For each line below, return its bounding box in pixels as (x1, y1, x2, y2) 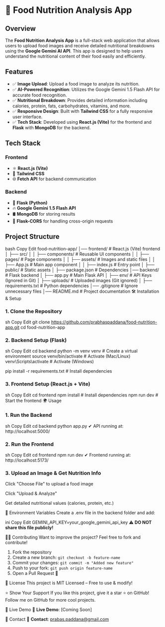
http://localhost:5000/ (5, 428, 50, 434)
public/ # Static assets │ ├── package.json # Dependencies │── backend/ (5, 267, 160, 273)
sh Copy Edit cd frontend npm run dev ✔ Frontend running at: (5, 452, 131, 458)
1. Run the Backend (5, 412, 52, 419)
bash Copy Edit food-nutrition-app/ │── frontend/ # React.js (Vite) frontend (5, 245, 161, 251)
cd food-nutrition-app (20, 324, 66, 330)
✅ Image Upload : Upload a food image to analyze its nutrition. (12, 80, 140, 86)
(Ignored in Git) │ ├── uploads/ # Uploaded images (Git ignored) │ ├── (5, 277, 153, 283)
